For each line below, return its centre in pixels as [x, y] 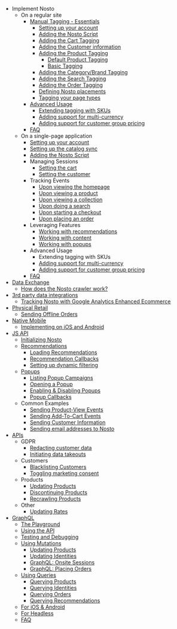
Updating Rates [49, 511]
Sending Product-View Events [66, 409]
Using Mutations [41, 543]
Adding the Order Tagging [71, 85]
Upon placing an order [66, 219]
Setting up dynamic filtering [64, 365]
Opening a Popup [51, 384]
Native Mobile [29, 320]
